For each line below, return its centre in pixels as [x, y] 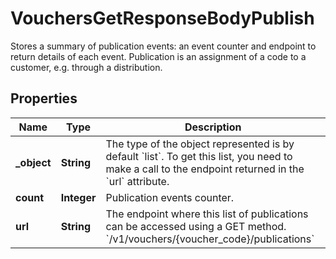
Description [213, 127]
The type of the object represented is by [200, 144]
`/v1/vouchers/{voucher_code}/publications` [210, 239]
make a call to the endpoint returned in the [205, 169]
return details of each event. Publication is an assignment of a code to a [158, 56]
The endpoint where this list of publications [207, 214]
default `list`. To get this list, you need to [199, 156]
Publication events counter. [170, 197]
